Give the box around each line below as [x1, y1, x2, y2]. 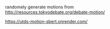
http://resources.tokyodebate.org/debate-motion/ [5, 9, 105, 15]
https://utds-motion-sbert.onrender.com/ [5, 19, 88, 24]
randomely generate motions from [5, 4, 74, 10]
